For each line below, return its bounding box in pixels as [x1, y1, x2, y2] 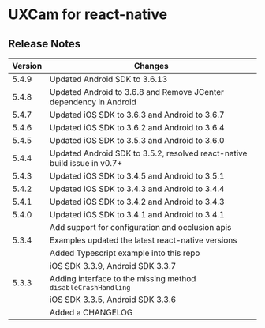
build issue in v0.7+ [50, 158, 123, 168]
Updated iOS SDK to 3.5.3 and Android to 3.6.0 [50, 135, 225, 145]
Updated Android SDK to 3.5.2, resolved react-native [50, 148, 248, 159]
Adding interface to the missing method [50, 273, 196, 284]
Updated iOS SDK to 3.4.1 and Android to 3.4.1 [50, 209, 225, 220]
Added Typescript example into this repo [50, 247, 200, 258]
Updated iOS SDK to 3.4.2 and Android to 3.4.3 [50, 196, 225, 207]
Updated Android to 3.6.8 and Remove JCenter [50, 87, 225, 97]
